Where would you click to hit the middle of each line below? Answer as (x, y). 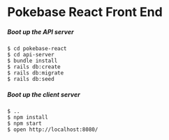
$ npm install (28, 118)
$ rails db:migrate (36, 73)
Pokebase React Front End (85, 12)
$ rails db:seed (31, 79)
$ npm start (24, 124)
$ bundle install (32, 61)
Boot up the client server (44, 94)
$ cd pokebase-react (37, 49)
